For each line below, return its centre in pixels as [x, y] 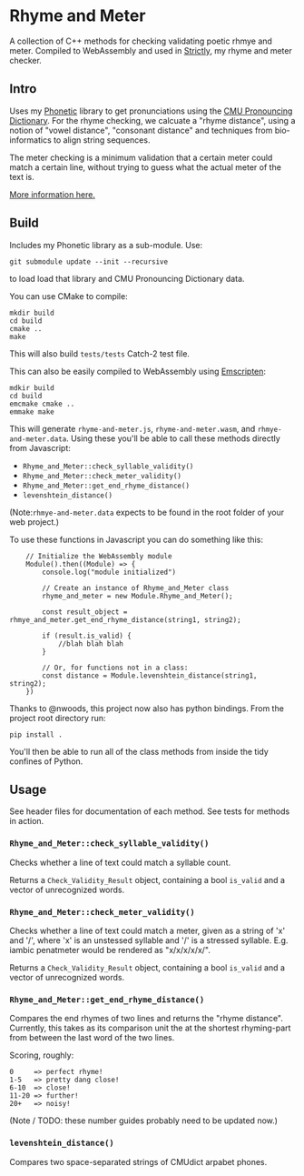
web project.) [34, 522]
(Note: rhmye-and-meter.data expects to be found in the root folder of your [147, 512]
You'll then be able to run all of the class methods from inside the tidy [139, 751]
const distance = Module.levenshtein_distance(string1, [150, 675]
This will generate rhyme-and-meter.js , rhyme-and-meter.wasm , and [132, 428]
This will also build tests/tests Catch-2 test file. [100, 353]
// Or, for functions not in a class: [115, 668]
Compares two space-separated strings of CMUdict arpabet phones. [138, 1161]
